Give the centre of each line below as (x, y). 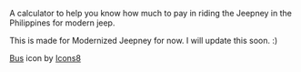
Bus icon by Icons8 (45, 58)
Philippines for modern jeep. (62, 23)
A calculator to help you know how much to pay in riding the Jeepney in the (151, 13)
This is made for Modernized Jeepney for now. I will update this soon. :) (144, 41)
